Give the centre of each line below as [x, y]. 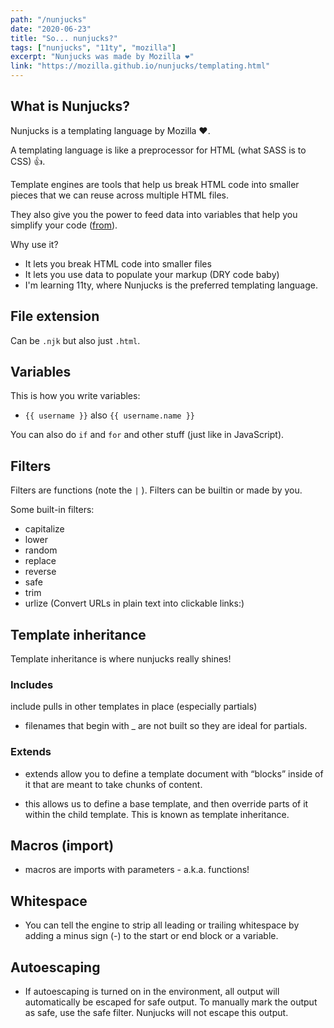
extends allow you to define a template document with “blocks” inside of [174, 773]
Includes [32, 684]
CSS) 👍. [28, 161]
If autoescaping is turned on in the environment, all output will [152, 992]
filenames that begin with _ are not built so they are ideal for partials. [166, 726]
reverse [40, 572]
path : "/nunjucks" [48, 19]
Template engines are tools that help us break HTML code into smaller [155, 184]
